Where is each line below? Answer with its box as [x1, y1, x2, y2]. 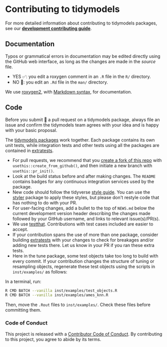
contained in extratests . [5, 147, 54, 153]
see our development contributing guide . [5, 25, 92, 31]
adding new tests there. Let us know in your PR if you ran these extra [12, 242, 155, 248]
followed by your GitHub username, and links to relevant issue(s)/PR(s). [12, 215, 160, 221]
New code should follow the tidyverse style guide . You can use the [12, 189, 150, 195]
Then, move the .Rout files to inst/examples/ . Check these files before [5, 301, 151, 308]
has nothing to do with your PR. [12, 199, 77, 205]
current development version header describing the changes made [12, 210, 151, 216]
